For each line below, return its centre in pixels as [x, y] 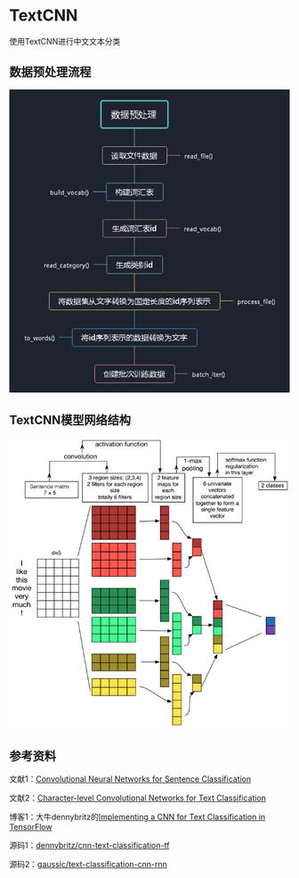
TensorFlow [31, 827]
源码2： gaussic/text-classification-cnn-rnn [88, 865]
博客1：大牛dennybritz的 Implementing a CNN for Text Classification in [137, 817]
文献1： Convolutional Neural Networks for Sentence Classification [130, 779]
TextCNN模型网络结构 [70, 420]
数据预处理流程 [50, 72]
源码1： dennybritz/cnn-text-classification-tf [89, 845]
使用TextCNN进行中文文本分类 [65, 41]
